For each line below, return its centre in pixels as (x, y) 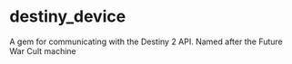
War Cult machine (43, 50)
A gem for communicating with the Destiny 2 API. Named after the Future (146, 41)
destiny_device (68, 17)
